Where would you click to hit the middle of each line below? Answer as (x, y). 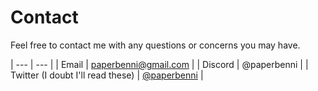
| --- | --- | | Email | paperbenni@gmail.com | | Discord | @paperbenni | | (159, 64)
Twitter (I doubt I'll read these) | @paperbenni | (107, 75)
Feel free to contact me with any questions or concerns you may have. (155, 45)
